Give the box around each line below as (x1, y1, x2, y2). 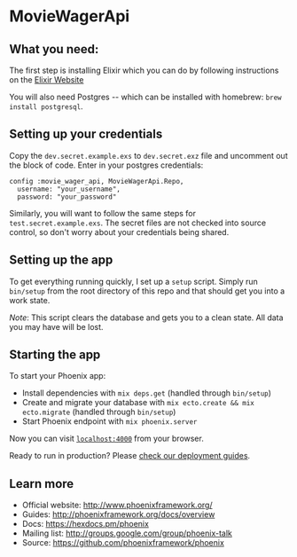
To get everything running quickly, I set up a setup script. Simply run (9, 276, 259, 286)
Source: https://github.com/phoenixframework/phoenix (21, 537, 224, 548)
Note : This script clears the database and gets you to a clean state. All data (9, 312, 284, 323)
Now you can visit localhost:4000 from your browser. (9, 433, 204, 444)
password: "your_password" (17, 192, 117, 201)
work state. (9, 294, 51, 305)
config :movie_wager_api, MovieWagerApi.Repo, (9, 177, 184, 185)
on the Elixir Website (9, 75, 84, 85)
